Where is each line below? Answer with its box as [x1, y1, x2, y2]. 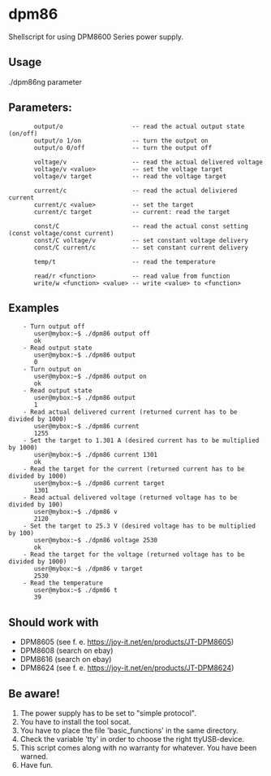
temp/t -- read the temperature [33, 257, 217, 265]
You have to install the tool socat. [19, 717, 131, 726]
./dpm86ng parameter [8, 77, 83, 86]
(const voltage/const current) [8, 229, 114, 237]
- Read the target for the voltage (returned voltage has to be [23, 550, 245, 559]
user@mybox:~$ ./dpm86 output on [33, 372, 148, 381]
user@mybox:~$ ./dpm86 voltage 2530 [33, 537, 158, 545]
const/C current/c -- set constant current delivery [33, 243, 249, 252]
